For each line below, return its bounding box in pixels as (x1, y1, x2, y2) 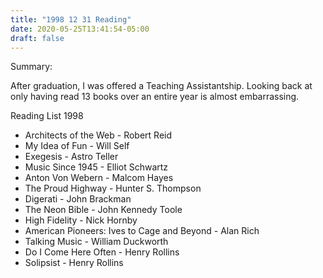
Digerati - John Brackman (24, 193, 132, 205)
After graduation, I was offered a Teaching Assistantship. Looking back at (10, 80, 313, 92)
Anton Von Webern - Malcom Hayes (24, 172, 174, 184)
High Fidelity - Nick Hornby (24, 214, 138, 226)
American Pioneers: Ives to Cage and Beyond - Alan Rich (24, 225, 260, 237)
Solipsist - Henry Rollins (24, 257, 124, 269)
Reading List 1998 (10, 110, 84, 122)
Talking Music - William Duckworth (24, 236, 169, 248)
